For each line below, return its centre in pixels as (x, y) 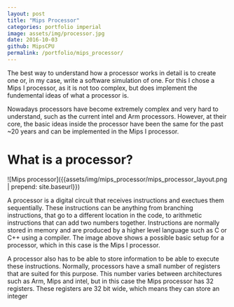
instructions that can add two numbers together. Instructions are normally (113, 223)
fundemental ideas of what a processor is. (68, 95)
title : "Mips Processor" (43, 20)
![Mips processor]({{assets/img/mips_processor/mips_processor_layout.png (117, 179)
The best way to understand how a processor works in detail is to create (112, 73)
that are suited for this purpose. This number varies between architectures (115, 273)
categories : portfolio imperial (54, 27)
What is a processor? (70, 160)
